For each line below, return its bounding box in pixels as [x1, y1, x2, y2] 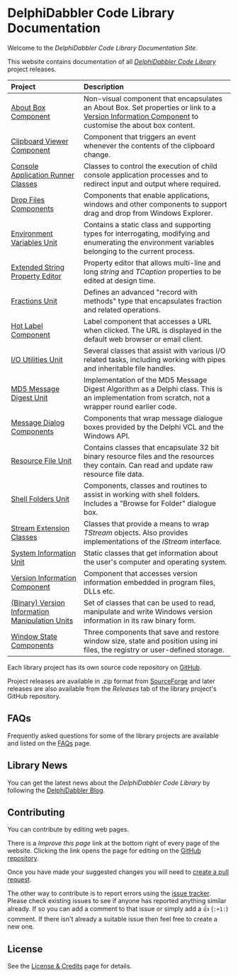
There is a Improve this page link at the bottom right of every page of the [7, 839, 220, 848]
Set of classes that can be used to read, [84, 598, 216, 608]
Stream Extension [11, 523, 69, 533]
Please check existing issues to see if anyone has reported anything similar [7, 897, 227, 905]
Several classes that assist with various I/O [84, 346, 226, 356]
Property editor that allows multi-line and [84, 258, 221, 268]
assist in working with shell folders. [84, 489, 200, 499]
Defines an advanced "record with [84, 287, 198, 297]
